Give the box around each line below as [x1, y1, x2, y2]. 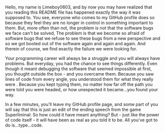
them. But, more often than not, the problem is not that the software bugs [5, 25, 154, 31]
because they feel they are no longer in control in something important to [5, 20, 154, 26]
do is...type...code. [5, 122, 43, 128]
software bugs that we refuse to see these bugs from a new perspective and [5, 35, 161, 41]
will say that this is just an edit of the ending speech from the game [5, 106, 141, 112]
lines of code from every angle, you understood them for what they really [5, 76, 154, 82]
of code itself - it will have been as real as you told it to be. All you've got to [5, 117, 158, 123]
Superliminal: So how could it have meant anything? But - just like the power [5, 112, 160, 117]
